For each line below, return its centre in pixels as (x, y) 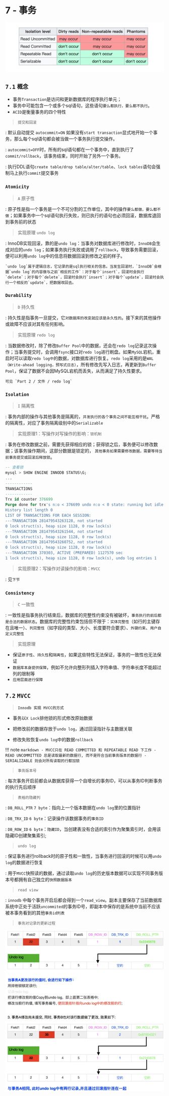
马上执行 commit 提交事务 (34, 173)
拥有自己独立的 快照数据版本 (45, 879)
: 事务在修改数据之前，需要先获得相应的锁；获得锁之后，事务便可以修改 (79, 444)
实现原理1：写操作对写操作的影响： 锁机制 (60, 434)
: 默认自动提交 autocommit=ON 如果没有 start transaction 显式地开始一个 (79, 133)
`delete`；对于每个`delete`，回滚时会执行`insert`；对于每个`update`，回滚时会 (83, 277)
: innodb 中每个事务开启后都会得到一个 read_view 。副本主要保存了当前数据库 (84, 900)
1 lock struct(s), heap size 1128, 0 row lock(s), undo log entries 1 (81, 558)
